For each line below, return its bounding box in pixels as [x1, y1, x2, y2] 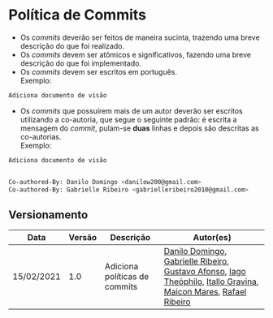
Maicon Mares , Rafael [163, 286, 247, 298]
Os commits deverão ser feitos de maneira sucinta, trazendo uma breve [19, 32, 260, 42]
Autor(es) [193, 232, 232, 243]
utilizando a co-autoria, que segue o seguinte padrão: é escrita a [19, 114, 237, 124]
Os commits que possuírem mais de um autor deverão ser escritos [19, 105, 243, 115]
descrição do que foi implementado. [19, 58, 142, 68]
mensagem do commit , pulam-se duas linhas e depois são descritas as [19, 123, 259, 133]
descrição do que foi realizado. [19, 41, 124, 50]
